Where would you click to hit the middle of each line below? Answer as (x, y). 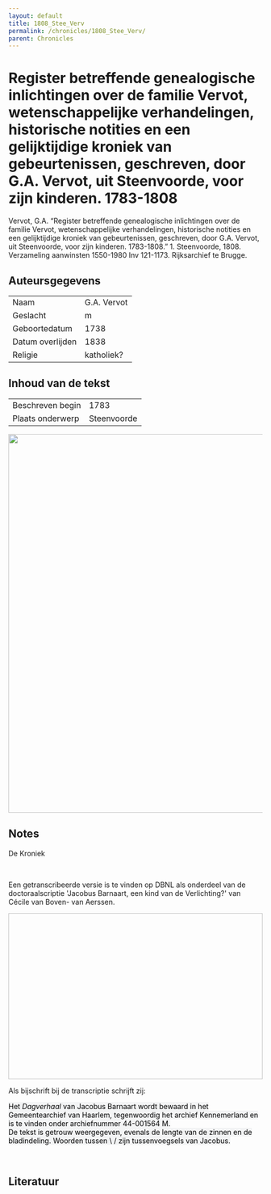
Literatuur (34, 1181)
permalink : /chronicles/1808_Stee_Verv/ (77, 31)
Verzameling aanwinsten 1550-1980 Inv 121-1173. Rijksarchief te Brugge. (128, 255)
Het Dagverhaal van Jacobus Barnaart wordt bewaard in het (108, 1106)
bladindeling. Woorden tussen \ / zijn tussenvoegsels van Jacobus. (120, 1141)
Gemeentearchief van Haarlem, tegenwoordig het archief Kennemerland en (133, 1115)
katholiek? (104, 355)
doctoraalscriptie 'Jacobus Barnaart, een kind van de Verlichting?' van (125, 893)
